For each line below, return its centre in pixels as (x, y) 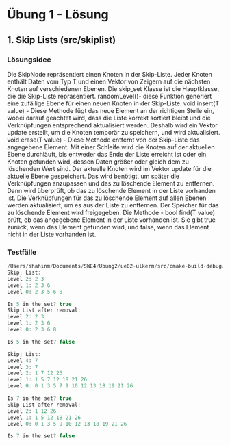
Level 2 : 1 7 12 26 (35, 373)
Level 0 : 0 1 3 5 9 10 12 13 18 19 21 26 (67, 424)
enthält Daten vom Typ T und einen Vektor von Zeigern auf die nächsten (109, 81)
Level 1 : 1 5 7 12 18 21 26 (47, 380)
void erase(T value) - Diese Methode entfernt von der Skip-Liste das (103, 140)
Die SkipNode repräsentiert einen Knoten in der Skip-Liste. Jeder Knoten (110, 74)
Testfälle (22, 252)
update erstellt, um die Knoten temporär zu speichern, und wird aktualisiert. (114, 132)
